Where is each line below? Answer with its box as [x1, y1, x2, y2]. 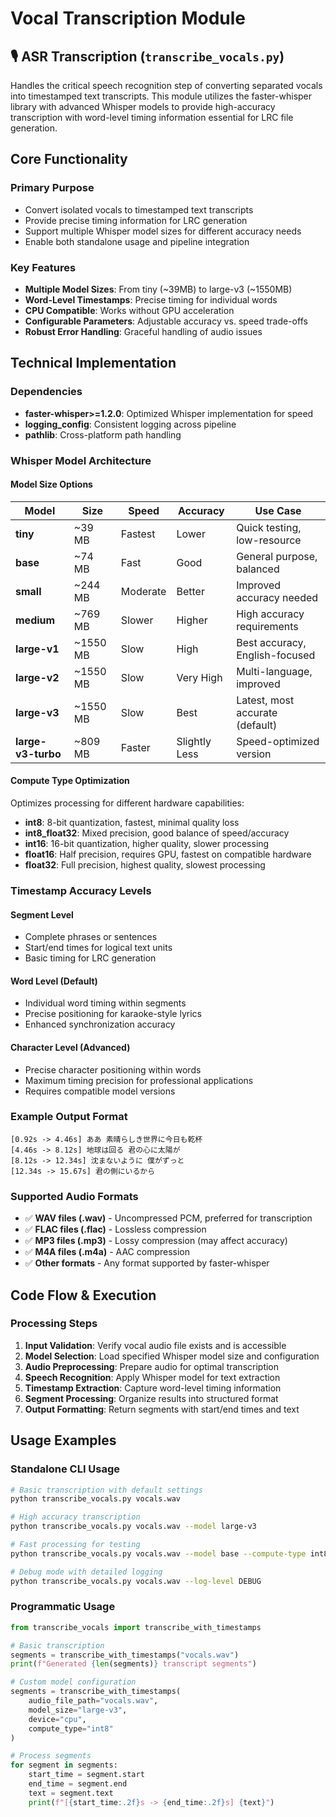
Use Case [254, 503, 302, 517]
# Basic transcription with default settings [10, 1485, 203, 1495]
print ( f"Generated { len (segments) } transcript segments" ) [10, 1659, 257, 1669]
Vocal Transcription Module [10, 7, 247, 30]
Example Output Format [10, 1110, 128, 1124]
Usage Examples [10, 1432, 117, 1449]
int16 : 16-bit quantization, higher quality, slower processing [24, 838, 270, 849]
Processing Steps [10, 1317, 98, 1331]
